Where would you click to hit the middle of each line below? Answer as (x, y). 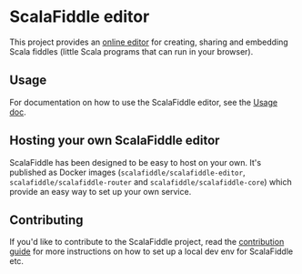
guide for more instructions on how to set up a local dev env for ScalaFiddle (151, 251)
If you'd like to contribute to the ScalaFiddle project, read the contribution (147, 242)
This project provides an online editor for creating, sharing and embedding (149, 42)
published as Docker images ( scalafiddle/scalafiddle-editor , (127, 172)
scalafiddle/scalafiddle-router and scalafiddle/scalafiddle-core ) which (151, 182)
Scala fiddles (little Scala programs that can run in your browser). (131, 51)
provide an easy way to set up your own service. (101, 191)
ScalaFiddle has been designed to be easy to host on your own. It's (136, 162)
